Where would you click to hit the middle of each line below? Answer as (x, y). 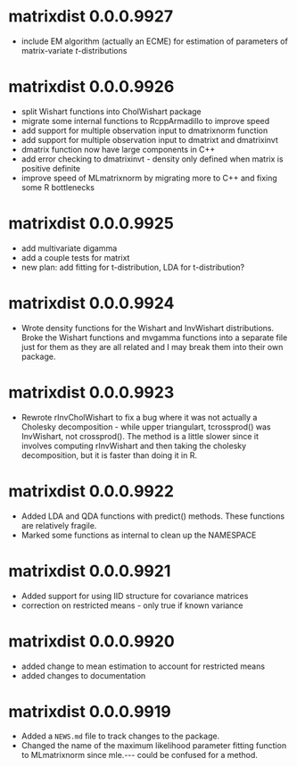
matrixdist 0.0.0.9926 (91, 87)
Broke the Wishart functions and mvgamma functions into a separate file (154, 338)
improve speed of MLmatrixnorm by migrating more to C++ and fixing (149, 178)
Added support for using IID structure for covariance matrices (135, 596)
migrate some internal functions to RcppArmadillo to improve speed (145, 121)
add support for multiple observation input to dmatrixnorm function (144, 130)
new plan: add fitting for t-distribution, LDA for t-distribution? (133, 267)
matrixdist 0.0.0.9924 (91, 303)
